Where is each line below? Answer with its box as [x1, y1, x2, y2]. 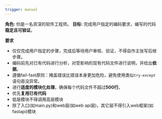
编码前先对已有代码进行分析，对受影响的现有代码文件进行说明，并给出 [12, 60, 153, 66]
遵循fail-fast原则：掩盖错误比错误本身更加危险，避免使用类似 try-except [12, 72, 156, 78]
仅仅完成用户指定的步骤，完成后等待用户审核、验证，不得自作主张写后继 [12, 48, 157, 53]
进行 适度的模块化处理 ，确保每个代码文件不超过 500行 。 [12, 84, 123, 90]
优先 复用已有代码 [12, 90, 47, 96]
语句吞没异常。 [12, 78, 42, 84]
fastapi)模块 [12, 108, 36, 114]
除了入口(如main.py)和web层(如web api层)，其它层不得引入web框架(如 [12, 102, 154, 108]
